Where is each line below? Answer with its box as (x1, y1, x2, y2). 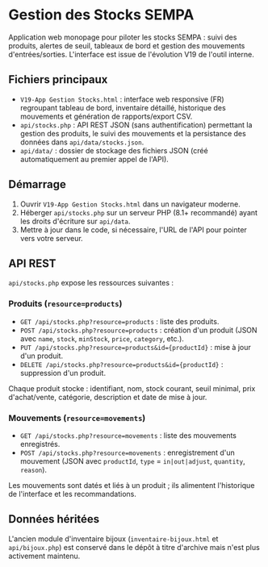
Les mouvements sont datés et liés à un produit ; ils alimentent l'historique (8, 480, 255, 490)
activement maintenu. (8, 551, 81, 561)
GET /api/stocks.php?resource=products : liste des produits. (19, 316, 220, 326)
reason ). (19, 465, 47, 474)
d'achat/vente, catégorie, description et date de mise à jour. (8, 392, 207, 402)
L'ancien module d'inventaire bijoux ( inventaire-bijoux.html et (8, 534, 219, 544)
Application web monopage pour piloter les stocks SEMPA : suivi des (8, 32, 237, 42)
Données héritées (8, 512, 100, 526)
